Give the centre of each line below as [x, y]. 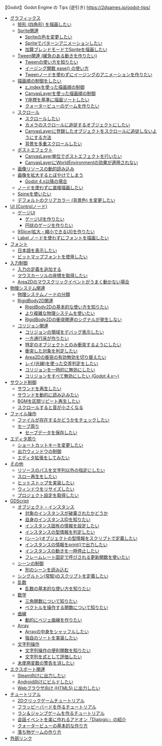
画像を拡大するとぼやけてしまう [50, 175]
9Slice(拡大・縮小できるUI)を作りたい [56, 232]
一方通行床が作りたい [47, 338]
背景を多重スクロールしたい [53, 144]
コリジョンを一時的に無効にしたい [60, 370]
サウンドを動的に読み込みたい [48, 395]
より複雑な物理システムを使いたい [60, 313]
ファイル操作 [23, 414]
